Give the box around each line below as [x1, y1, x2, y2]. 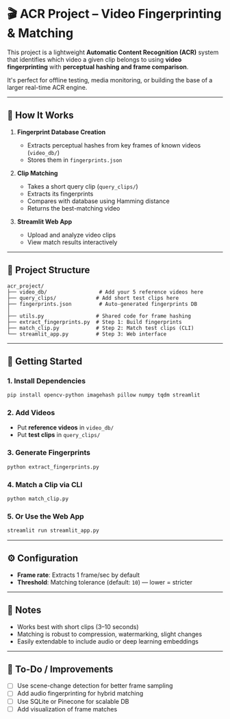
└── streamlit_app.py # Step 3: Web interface [7, 331, 167, 338]
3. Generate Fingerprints [7, 448, 91, 458]
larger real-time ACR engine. [7, 83, 88, 91]
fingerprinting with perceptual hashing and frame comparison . [7, 62, 189, 71]
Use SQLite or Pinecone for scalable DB [16, 697, 129, 705]
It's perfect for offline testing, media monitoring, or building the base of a [7, 75, 213, 84]
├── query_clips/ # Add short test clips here [7, 294, 179, 301]
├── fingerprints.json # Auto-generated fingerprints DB [7, 300, 197, 307]
